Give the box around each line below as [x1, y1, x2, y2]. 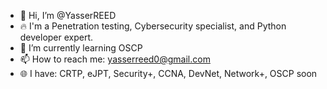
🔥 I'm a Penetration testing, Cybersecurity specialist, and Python [19, 20, 287, 32]
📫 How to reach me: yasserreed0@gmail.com [19, 53, 211, 65]
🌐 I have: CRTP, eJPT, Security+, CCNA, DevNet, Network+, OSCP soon [19, 68, 318, 79]
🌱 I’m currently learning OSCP [19, 42, 143, 54]
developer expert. [19, 31, 94, 43]
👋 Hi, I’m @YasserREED [19, 10, 117, 21]
